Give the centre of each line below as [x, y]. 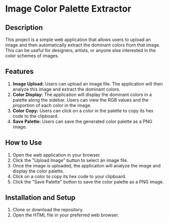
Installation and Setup [40, 198]
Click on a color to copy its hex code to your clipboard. [69, 176]
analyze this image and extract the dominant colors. [66, 89]
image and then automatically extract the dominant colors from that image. [83, 45]
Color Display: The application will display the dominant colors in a [82, 95]
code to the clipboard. [36, 116]
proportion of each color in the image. [52, 105]
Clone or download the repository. [48, 210]
